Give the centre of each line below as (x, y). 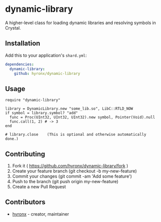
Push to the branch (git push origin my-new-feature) (65, 181)
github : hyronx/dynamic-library (47, 73)
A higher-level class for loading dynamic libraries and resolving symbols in (80, 23)
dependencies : (20, 64)
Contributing (25, 154)
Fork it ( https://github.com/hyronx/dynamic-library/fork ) (70, 166)
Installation (23, 44)
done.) (12, 139)
